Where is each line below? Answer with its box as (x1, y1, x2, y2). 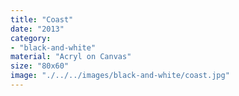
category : (10, 33, 52, 43)
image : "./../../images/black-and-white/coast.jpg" (10, 71, 230, 81)
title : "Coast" (10, 14, 74, 25)
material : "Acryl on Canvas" (10, 52, 132, 62)
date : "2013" (10, 24, 65, 34)
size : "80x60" (10, 61, 70, 71)
